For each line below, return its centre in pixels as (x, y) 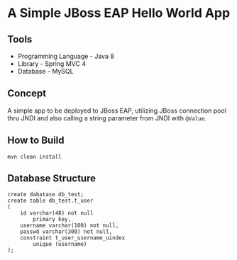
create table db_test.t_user (50, 201)
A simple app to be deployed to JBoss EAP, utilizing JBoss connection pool (117, 111)
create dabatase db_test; (45, 195)
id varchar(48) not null (57, 213)
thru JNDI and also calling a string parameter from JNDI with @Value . (107, 118)
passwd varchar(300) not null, (66, 232)
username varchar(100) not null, (70, 226)
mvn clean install (34, 157)
